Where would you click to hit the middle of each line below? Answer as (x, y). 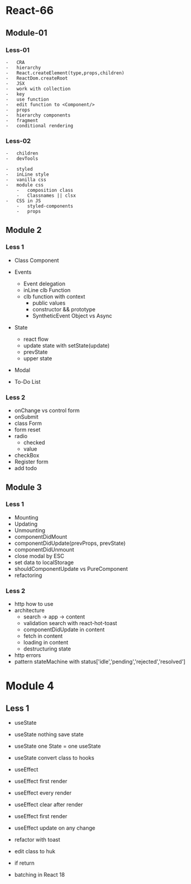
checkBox (27, 456)
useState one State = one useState (58, 746)
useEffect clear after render (49, 805)
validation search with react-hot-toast (70, 623)
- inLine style (27, 175)
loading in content (46, 643)
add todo (26, 468)
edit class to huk (35, 851)
